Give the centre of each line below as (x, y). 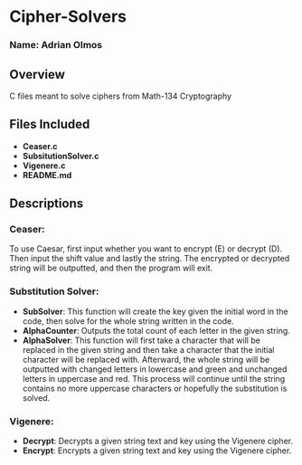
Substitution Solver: (54, 291)
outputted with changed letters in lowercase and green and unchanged (155, 369)
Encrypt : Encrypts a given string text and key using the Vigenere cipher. (157, 451)
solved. (36, 398)
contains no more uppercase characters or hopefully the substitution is (155, 388)
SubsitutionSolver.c (61, 156)
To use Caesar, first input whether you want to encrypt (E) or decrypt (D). (146, 249)
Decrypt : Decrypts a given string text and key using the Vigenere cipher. (158, 441)
